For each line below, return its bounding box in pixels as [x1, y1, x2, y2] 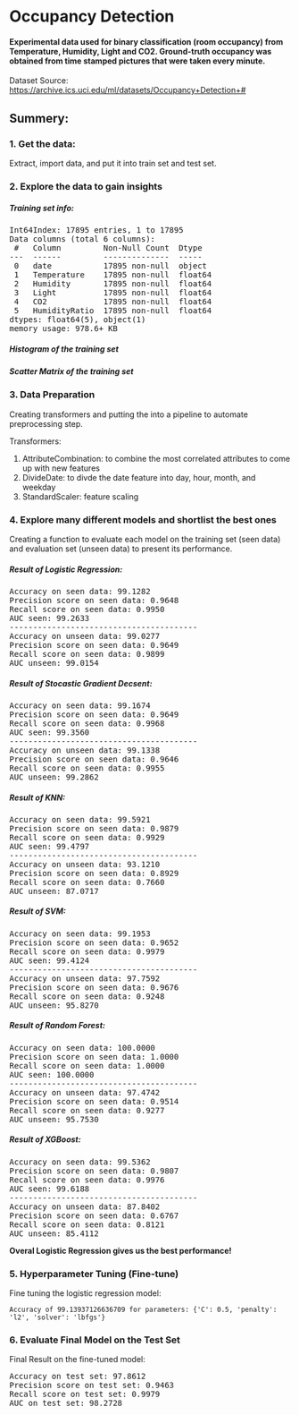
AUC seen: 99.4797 [9, 841, 90, 851]
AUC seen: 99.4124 [9, 955, 90, 966]
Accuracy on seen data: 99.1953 [9, 928, 151, 939]
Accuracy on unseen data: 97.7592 [9, 973, 161, 984]
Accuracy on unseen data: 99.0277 [9, 631, 161, 641]
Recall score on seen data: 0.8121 [9, 1219, 165, 1230]
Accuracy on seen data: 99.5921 [9, 814, 151, 824]
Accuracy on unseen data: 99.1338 [9, 745, 161, 755]
